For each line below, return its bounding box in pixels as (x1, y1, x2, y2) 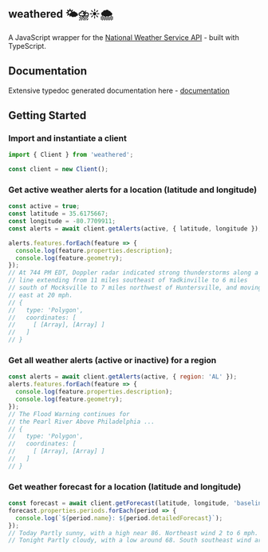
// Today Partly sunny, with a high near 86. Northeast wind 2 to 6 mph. (8, 529, 259, 537)
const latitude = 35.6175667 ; (8, 210, 109, 218)
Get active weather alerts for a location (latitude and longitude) (8, 184, 258, 195)
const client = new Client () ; (8, 166, 109, 174)
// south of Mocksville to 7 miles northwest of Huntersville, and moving (8, 284, 262, 292)
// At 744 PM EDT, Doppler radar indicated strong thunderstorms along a (8, 269, 259, 277)
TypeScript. (8, 41, 46, 50)
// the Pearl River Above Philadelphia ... (8, 418, 156, 426)
